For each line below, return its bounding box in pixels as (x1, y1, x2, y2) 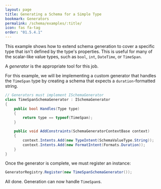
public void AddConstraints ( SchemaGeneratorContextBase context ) (14, 129, 150, 134)
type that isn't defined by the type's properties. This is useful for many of (5, 48, 153, 54)
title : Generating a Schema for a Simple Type (5, 12, 102, 17)
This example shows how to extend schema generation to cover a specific (5, 44, 155, 49)
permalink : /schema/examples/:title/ (5, 21, 82, 26)
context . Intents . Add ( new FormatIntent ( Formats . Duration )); (23, 142, 146, 147)
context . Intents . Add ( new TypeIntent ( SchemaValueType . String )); (23, 138, 154, 142)
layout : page (5, 7, 32, 12)
